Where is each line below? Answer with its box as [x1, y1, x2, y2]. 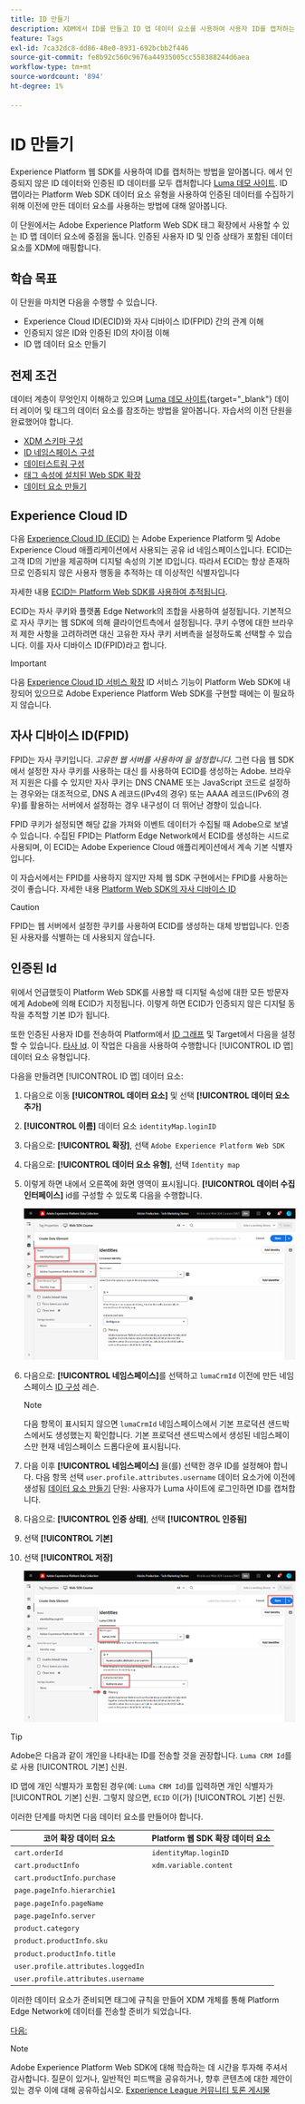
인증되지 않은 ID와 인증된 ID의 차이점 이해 [23, 328, 170, 338]
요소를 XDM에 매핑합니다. [10, 241, 102, 253]
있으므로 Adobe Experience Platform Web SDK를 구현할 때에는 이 [33, 688, 271, 699]
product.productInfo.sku [14, 1937, 108, 1946]
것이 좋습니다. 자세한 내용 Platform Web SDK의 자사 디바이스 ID [10, 883, 236, 894]
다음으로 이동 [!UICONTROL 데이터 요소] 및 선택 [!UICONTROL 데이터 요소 [23, 1090, 291, 1101]
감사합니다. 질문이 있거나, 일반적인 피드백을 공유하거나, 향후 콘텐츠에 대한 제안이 [10, 2073, 293, 2084]
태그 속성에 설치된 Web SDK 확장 [23, 470, 141, 481]
